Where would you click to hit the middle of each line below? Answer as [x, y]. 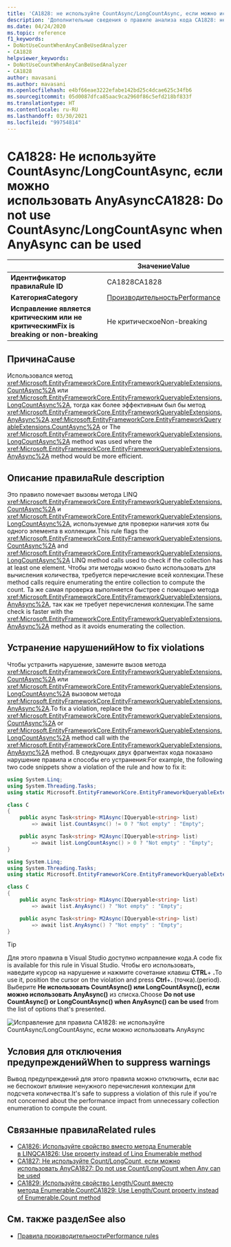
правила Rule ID [37, 287]
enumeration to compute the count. [57, 1108]
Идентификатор [38, 278]
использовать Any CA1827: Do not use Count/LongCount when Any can [119, 1168]
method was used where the [112, 442]
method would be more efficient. [97, 456]
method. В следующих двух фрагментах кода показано [132, 752]
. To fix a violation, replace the [91, 708]
